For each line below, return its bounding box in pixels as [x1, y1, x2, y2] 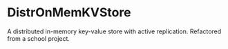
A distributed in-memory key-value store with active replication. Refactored [7, 27, 222, 35]
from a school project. [7, 34, 70, 42]
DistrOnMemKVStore [7, 5, 131, 20]
